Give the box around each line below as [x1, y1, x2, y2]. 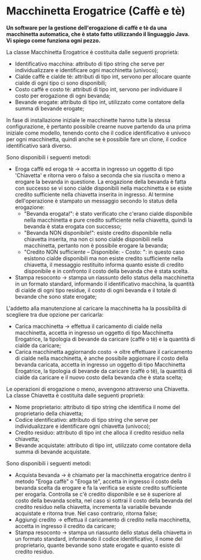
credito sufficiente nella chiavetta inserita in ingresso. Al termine [14, 190, 174, 198]
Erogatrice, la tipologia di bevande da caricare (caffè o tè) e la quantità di [14, 335, 196, 342]
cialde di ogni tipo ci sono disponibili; [14, 79, 107, 87]
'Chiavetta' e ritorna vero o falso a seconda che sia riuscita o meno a [14, 171, 185, 178]
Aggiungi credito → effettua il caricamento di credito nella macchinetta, [14, 516, 191, 523]
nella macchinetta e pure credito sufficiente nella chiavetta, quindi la [23, 216, 193, 224]
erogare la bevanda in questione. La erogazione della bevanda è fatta [14, 178, 187, 185]
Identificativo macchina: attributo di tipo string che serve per [14, 60, 165, 67]
